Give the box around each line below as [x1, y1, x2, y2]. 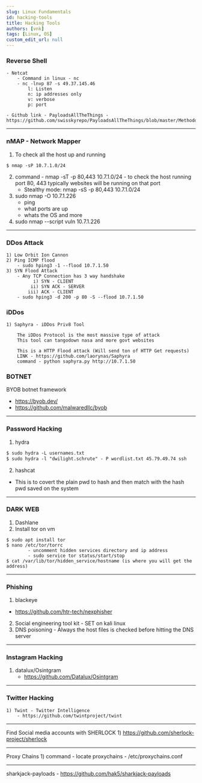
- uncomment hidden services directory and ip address [28, 547, 168, 553]
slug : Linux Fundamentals [6, 8, 71, 15]
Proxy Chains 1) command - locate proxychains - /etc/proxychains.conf [6, 752, 183, 760]
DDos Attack [6, 238, 44, 247]
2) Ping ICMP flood [6, 257, 55, 263]
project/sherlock [6, 735, 47, 743]
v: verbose [28, 97, 55, 103]
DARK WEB [6, 505, 40, 514]
